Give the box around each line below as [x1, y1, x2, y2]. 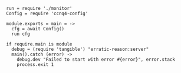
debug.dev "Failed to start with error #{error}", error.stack [17, 57, 176, 62]
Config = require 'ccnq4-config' [6, 11, 88, 16]
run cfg [11, 31, 31, 37]
